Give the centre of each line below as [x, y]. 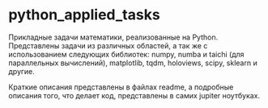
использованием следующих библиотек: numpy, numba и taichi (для [126, 54]
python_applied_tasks [84, 15]
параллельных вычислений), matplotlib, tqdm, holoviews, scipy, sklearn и [133, 63]
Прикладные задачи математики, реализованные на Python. [113, 37]
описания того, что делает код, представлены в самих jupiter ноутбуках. [134, 95]
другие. [21, 71]
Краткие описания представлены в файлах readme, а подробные [121, 87]
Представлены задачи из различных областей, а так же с [108, 45]
